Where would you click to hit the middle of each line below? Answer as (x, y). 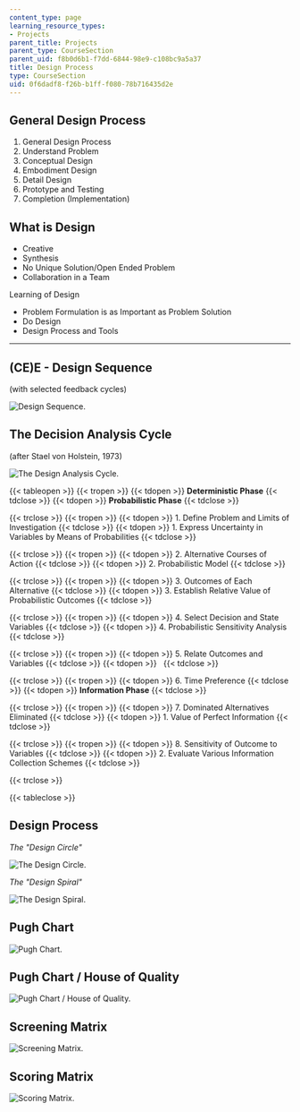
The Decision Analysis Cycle (91, 435)
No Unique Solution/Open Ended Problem (99, 268)
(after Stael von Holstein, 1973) (66, 456)
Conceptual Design (58, 161)
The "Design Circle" (46, 847)
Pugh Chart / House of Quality (95, 977)
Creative (37, 249)
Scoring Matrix (51, 1077)
